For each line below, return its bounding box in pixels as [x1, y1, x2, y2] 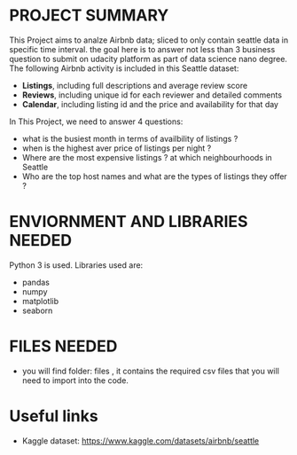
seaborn [21, 305, 53, 316]
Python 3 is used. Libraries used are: [9, 259, 144, 271]
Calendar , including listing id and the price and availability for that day [21, 98, 279, 109]
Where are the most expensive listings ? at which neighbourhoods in [21, 152, 272, 162]
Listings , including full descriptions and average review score [21, 80, 248, 90]
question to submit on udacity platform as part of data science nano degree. [9, 53, 288, 64]
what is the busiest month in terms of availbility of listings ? [21, 133, 238, 144]
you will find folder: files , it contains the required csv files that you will [21, 365, 279, 376]
